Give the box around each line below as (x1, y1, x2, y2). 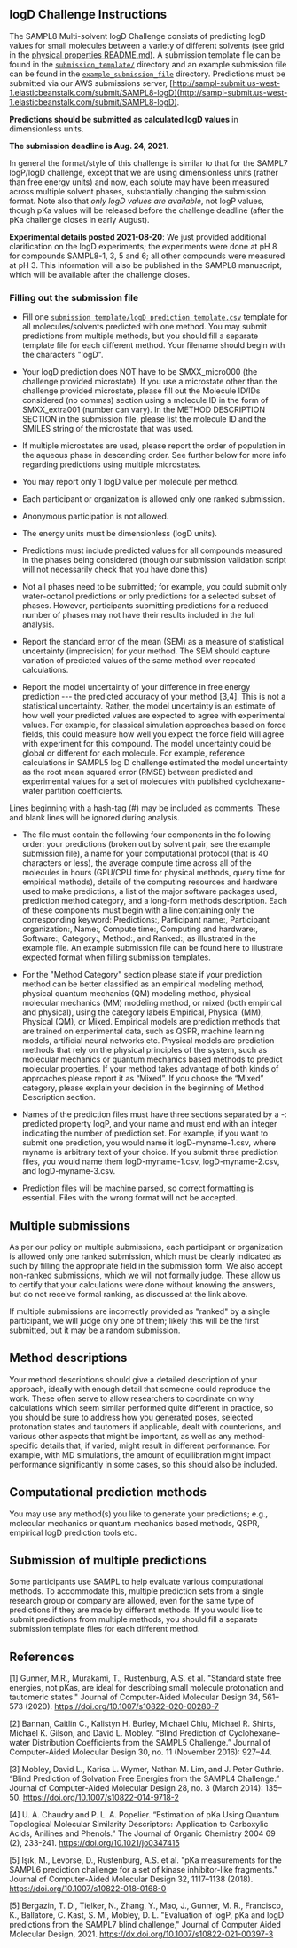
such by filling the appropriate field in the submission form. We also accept (9, 1260, 283, 1271)
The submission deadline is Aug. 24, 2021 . (9, 140, 168, 151)
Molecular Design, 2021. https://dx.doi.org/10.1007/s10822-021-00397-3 (9, 1928, 274, 1939)
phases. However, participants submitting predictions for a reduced (21, 600, 269, 611)
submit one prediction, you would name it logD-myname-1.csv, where (21, 1137, 277, 1148)
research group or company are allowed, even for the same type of (9, 1596, 254, 1606)
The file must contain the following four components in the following (21, 829, 272, 840)
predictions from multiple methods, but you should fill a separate (21, 330, 259, 341)
